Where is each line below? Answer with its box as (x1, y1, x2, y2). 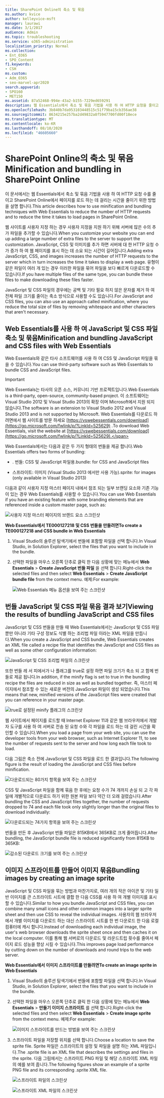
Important (5, 376, 25, 382)
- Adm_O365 (5, 76, 27, 80)
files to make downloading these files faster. (5, 277, 94, 283)
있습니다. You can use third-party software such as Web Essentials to (15, 362, 153, 367)
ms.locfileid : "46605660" (5, 131, 58, 135)
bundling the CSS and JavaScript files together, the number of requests (5, 798, 149, 805)
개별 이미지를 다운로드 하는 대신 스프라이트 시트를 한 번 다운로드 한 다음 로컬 (14, 917, 159, 923)
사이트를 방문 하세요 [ (27, 418, 69, 423)
